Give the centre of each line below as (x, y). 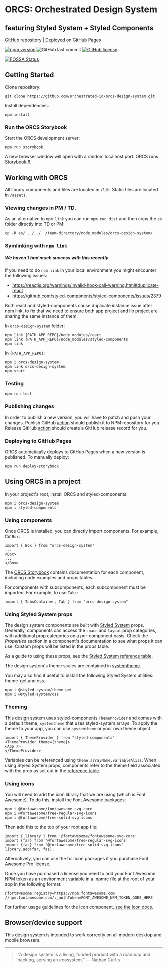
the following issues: (26, 276)
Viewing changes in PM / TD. (41, 208)
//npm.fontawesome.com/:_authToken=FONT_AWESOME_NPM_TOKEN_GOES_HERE (79, 898)
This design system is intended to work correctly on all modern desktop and (83, 935)
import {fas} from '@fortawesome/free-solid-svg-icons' (64, 845)
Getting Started (30, 75)
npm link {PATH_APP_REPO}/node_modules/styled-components (67, 340)
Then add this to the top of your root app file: (51, 827)
